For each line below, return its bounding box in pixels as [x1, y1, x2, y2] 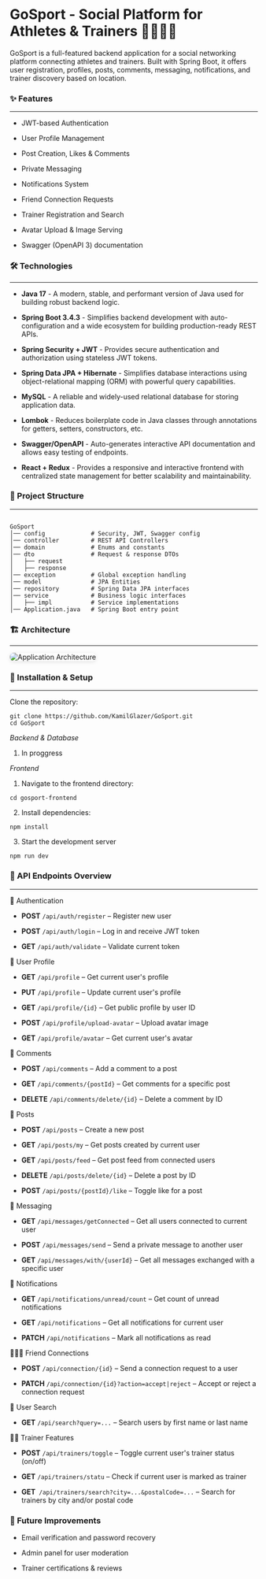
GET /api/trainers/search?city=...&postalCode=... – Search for [20, 1487, 236, 1496]
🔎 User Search [9, 1402, 57, 1411]
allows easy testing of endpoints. [20, 447, 129, 457]
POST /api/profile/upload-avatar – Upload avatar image [20, 1017, 209, 1027]
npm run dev [9, 852, 49, 860]
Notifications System [20, 180, 90, 189]
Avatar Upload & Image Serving [20, 225, 124, 235]
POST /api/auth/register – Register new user [20, 911, 172, 921]
